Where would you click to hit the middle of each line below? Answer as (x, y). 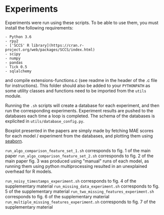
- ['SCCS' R (17, 45)
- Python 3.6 (18, 37)
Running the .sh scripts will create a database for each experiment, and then (82, 105)
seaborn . (14, 141)
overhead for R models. (29, 171)
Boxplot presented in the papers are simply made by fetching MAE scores (79, 131)
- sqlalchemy (18, 71)
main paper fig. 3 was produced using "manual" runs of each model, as (77, 161)
